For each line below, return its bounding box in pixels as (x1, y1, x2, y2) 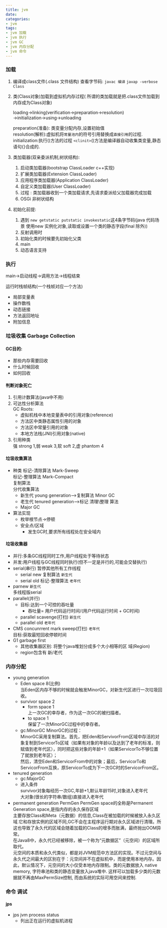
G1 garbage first (12, 637, 46, 643)
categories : (5, 16, 30, 21)
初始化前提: (12, 206, 36, 212)
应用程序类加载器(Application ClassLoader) (20, 177, 109, 183)
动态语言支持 (20, 247, 47, 253)
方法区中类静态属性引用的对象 (20, 418, 82, 424)
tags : (5, 26, 17, 31)
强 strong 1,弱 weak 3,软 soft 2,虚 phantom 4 (12, 443, 104, 449)
